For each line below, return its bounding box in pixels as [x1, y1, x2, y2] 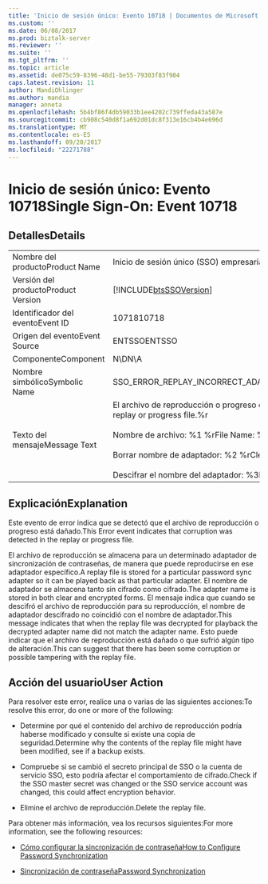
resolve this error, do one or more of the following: [8, 706, 174, 714]
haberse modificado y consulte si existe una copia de [19, 730, 195, 738]
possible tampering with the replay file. [8, 653, 136, 662]
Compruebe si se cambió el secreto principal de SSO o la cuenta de [19, 762, 243, 771]
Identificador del [12, 307, 74, 318]
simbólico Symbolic [12, 377, 84, 388]
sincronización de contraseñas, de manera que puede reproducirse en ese [8, 559, 254, 569]
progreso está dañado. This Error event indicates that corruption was [8, 526, 233, 536]
